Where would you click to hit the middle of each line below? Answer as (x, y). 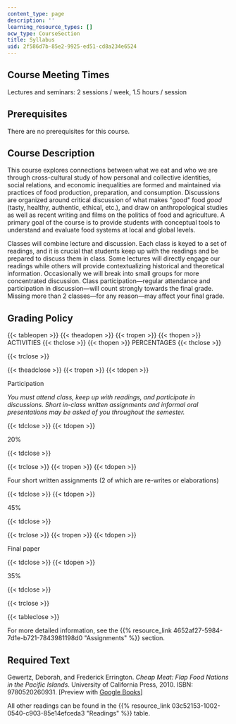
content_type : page (36, 14)
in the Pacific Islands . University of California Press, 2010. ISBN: (100, 685)
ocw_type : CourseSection (44, 33)
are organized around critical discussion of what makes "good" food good (114, 200)
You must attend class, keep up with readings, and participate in (101, 397)
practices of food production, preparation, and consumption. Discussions (114, 193)
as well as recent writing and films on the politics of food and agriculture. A (116, 215)
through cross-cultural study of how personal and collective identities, (109, 177)
